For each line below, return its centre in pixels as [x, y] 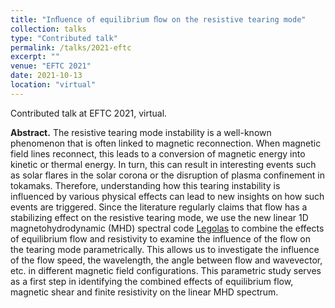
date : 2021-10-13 [46, 76]
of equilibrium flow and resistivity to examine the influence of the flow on [160, 238]
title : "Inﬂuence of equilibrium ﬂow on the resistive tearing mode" [158, 19]
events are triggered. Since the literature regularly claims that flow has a [159, 207]
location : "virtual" [53, 85]
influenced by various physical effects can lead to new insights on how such [167, 196]
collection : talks [48, 29]
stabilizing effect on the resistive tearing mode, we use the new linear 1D [159, 217]
